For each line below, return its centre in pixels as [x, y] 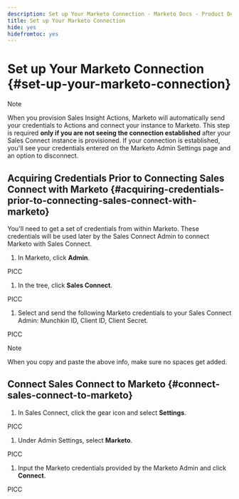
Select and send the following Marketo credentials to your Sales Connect [124, 313]
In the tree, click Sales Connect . [65, 285]
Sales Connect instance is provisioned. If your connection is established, [114, 140]
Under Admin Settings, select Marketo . [75, 440]
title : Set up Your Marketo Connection [67, 21]
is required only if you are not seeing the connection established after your [119, 133]
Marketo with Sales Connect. [50, 244]
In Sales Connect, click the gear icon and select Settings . [102, 412]
